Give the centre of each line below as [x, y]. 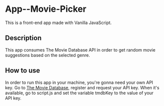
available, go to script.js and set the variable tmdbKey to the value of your [79, 93]
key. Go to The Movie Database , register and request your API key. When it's [82, 87]
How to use [23, 70]
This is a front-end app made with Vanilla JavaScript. [58, 23]
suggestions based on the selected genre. [48, 55]
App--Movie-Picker [46, 9]
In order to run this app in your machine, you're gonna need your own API [79, 82]
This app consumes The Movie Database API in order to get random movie [80, 50]
